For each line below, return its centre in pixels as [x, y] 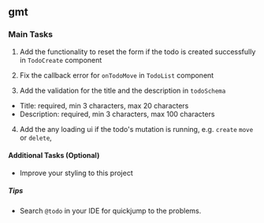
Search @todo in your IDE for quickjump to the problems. [110, 210]
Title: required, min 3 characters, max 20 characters [104, 105]
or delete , [36, 137]
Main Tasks [31, 35]
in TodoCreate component [61, 60]
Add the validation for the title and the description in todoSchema [123, 90]
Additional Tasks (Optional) [54, 155]
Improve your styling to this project [76, 173]
